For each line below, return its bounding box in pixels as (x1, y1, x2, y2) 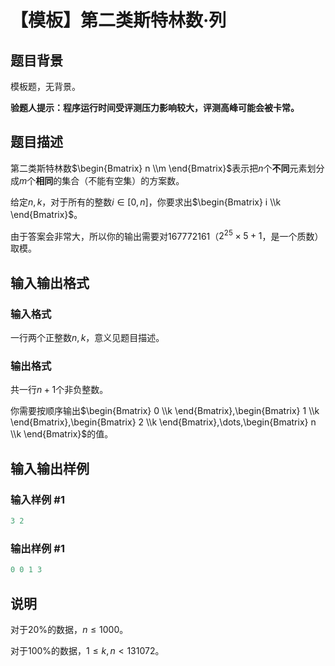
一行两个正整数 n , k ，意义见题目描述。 (10, 332, 165, 344)
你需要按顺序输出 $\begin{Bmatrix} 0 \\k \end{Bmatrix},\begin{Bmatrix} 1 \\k (10, 405, 320, 417)
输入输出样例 (10, 460, 90, 477)
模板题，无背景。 (10, 81, 81, 92)
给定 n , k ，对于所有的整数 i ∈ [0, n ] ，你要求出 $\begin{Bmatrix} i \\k (10, 196, 282, 208)
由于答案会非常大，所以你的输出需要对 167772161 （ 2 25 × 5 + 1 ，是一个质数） (10, 228, 324, 242)
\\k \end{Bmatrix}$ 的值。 (10, 428, 114, 440)
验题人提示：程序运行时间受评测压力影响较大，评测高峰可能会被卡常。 (10, 102, 300, 113)
